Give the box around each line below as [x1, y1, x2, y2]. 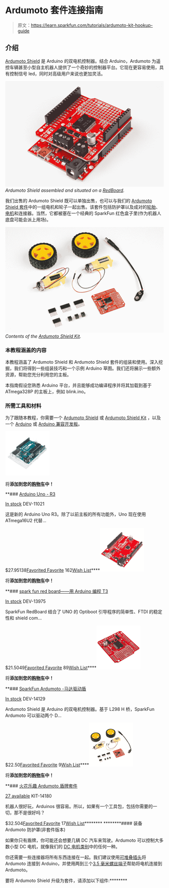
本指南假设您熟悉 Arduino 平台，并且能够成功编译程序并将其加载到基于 [5, 382, 152, 388]
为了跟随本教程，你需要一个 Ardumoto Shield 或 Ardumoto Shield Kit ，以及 [5, 415, 161, 421]
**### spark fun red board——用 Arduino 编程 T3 [5, 588, 108, 594]
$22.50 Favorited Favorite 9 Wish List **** [5, 762, 90, 768]
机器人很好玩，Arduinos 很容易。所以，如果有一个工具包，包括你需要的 [5, 803, 153, 810]
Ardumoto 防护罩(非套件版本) [5, 827, 66, 833]
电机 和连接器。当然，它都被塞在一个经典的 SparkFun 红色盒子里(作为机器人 [5, 210, 162, 216]
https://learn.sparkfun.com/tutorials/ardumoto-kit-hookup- [31, 22, 153, 28]
